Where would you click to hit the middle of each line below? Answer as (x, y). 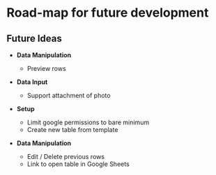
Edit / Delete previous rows (66, 157)
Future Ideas (34, 39)
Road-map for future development (108, 13)
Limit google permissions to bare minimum (88, 122)
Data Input (32, 82)
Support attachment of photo (69, 95)
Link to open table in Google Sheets (78, 164)
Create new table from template (72, 130)
